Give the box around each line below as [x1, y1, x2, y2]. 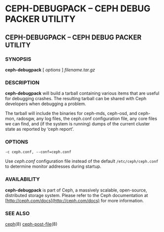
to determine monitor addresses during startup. [5, 163, 101, 169]
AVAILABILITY [5, 176, 40, 183]
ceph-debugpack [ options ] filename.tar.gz [5, 67, 95, 73]
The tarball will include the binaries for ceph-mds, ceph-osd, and [5, 111, 137, 116]
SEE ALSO [5, 210, 30, 217]
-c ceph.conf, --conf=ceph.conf [5, 150, 71, 155]
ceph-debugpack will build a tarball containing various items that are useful [5, 90, 160, 96]
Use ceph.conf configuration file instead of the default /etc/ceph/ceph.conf [5, 158, 159, 164]
